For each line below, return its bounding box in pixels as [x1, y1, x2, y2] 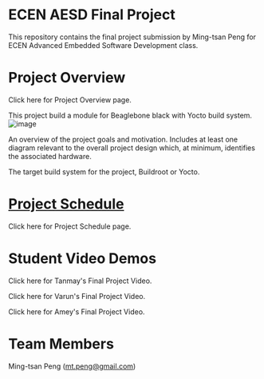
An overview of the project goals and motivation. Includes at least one [8, 134, 238, 144]
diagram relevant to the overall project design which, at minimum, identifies [8, 142, 255, 153]
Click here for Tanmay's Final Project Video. [8, 276, 152, 285]
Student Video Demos [8, 249, 157, 267]
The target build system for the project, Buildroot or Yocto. [8, 166, 200, 177]
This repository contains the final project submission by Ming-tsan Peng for [8, 32, 257, 42]
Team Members [8, 334, 114, 353]
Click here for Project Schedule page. [8, 221, 132, 231]
